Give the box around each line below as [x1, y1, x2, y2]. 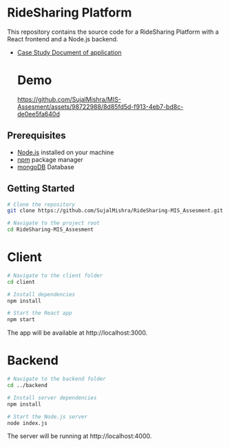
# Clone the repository [7, 201, 76, 208]
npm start [7, 316, 36, 323]
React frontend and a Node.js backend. [7, 34, 118, 43]
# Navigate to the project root [7, 220, 100, 227]
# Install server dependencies [7, 394, 97, 401]
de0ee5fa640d [17, 110, 60, 118]
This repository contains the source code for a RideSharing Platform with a [7, 28, 219, 36]
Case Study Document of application [17, 48, 122, 56]
